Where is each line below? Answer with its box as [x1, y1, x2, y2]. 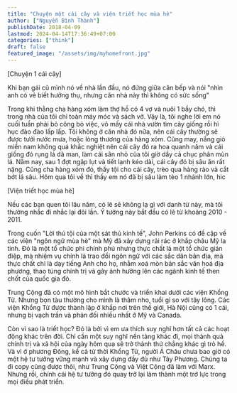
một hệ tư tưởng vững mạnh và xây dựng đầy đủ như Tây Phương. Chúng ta [7, 355, 228, 363]
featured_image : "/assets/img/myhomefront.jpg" [7, 50, 151, 58]
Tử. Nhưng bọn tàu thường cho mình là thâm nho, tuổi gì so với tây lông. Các [7, 296, 231, 304]
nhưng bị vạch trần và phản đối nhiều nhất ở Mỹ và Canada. [7, 311, 182, 319]
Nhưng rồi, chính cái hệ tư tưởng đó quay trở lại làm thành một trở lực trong [7, 370, 226, 378]
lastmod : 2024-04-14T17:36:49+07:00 [7, 30, 116, 38]
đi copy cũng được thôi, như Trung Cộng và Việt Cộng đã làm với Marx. [7, 362, 216, 370]
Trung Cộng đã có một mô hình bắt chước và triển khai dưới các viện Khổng [7, 288, 228, 296]
